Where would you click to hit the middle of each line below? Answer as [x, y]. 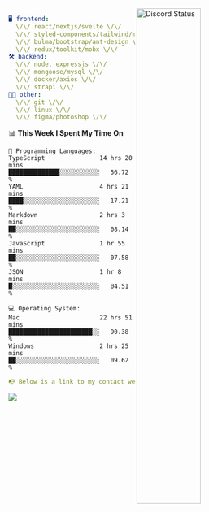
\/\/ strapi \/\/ [45, 87]
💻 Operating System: [45, 309]
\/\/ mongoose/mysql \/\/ [60, 72]
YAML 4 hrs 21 [69, 187]
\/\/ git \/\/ [39, 102]
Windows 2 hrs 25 [69, 346]
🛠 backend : [28, 57]
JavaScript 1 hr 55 [67, 244]
